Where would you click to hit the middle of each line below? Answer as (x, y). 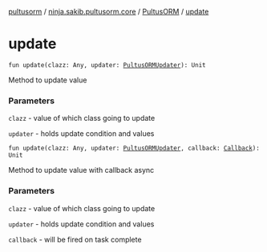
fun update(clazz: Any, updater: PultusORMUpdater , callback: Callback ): (134, 148)
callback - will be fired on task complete (75, 239)
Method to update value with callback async (81, 170)
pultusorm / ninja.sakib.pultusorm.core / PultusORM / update (109, 12)
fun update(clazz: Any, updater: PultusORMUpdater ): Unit (107, 65)
